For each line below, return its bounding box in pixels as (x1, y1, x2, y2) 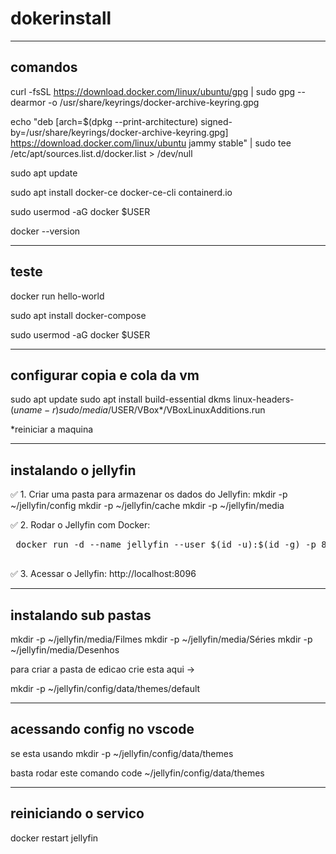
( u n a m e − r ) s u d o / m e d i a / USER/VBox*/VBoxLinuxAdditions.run (10, 404, 266, 416)
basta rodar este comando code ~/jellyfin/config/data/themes (10, 767, 265, 779)
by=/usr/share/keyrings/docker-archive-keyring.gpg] (10, 126, 229, 138)
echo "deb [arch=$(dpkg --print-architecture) (10, 115, 199, 127)
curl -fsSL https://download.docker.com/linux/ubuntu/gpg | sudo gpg (10, 85, 296, 97)
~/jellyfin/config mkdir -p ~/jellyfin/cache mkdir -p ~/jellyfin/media (10, 500, 285, 512)
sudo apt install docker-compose (10, 309, 147, 321)
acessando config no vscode (10, 721, 195, 738)
